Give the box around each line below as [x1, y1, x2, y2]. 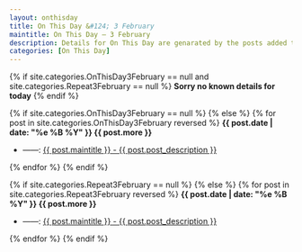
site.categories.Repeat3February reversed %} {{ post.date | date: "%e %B [9, 189, 288, 200]
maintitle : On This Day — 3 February [9, 30, 151, 39]
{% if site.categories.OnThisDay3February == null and [9, 71, 209, 82]
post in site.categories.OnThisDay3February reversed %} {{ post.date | [9, 118, 273, 129]
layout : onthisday [9, 13, 78, 22]
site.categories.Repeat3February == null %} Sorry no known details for [9, 81, 276, 92]
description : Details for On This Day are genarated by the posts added [9, 38, 288, 48]
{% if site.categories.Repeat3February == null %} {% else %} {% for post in [9, 179, 289, 190]
